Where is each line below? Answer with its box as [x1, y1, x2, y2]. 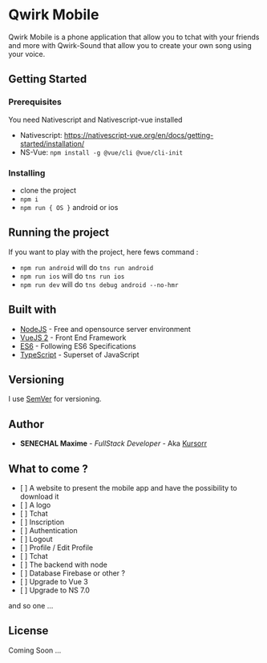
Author [8, 417, 44, 431]
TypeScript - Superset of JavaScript [19, 350, 140, 359]
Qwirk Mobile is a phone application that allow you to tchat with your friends [8, 32, 260, 42]
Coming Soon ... [8, 645, 62, 655]
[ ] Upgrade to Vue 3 [19, 576, 88, 586]
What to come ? [8, 462, 88, 475]
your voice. [8, 49, 46, 59]
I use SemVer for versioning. [8, 394, 102, 404]
